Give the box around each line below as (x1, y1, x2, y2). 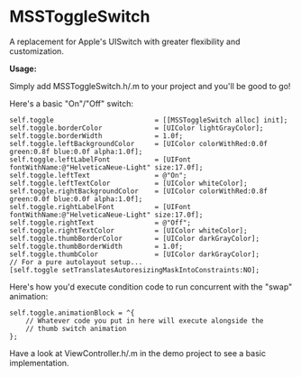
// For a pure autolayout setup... (9, 257, 143, 267)
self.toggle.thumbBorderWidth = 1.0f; (9, 242, 183, 251)
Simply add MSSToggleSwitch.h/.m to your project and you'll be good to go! (9, 80, 291, 91)
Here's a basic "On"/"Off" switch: (9, 97, 133, 109)
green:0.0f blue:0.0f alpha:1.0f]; (9, 194, 143, 204)
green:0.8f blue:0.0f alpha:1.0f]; (9, 147, 143, 156)
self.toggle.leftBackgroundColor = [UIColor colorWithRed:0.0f (9, 139, 269, 148)
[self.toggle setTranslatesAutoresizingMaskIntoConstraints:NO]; (9, 265, 260, 274)
